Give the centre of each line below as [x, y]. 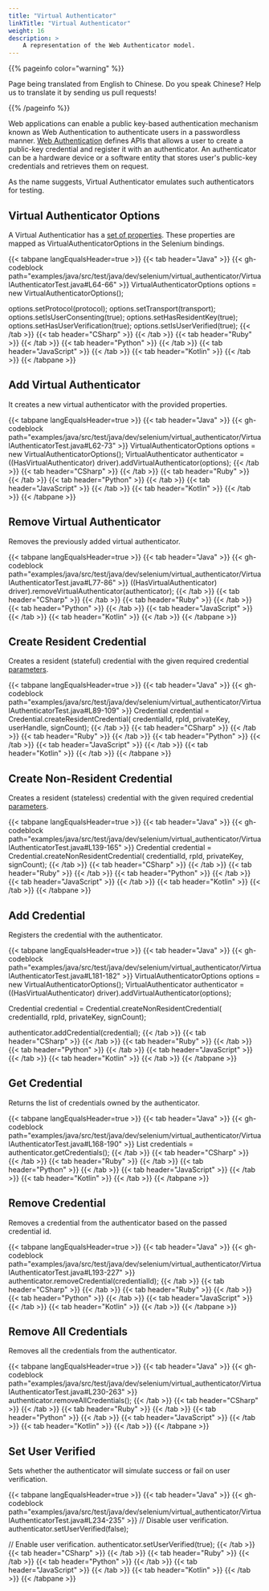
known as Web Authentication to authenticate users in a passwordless [124, 132]
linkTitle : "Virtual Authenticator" [69, 23]
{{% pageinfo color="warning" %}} [66, 68]
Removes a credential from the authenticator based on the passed [118, 1223]
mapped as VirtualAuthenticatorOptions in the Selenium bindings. [116, 243]
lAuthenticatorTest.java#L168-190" [65, 1144]
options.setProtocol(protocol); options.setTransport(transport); [112, 308]
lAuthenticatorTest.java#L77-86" [62, 582]
